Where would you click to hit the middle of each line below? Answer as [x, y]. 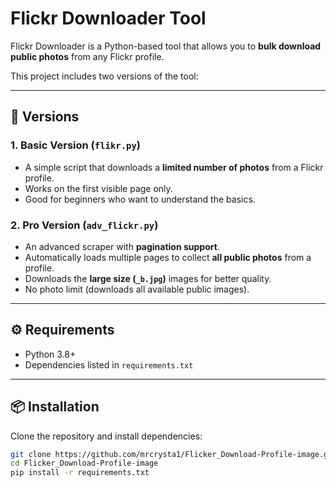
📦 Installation [55, 407]
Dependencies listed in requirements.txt [109, 364]
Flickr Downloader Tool [108, 18]
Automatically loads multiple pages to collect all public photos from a [168, 257]
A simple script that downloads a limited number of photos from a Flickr [174, 167]
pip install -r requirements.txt [80, 473]
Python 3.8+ [50, 354]
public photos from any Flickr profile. [87, 56]
